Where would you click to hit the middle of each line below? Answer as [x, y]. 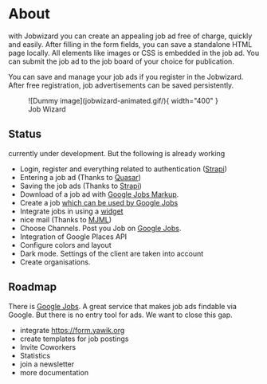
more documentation [54, 372]
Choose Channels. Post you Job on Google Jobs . [100, 228]
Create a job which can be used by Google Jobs [99, 202]
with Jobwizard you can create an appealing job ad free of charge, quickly [130, 36]
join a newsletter [47, 364]
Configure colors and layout [65, 245]
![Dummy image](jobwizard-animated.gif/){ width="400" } [124, 100]
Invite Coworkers [48, 347]
